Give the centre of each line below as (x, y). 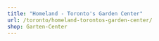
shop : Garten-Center (38, 26)
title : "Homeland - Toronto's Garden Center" (75, 14)
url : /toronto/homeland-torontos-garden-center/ (80, 20)
